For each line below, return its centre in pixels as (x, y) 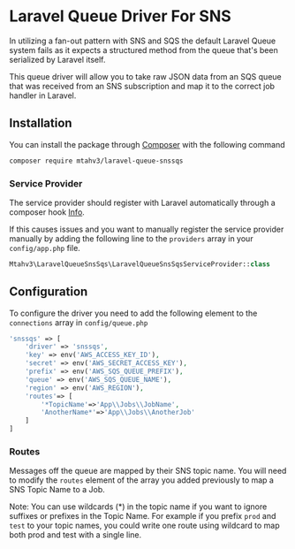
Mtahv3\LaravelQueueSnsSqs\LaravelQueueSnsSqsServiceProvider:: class (140, 264)
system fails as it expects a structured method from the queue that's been (144, 50)
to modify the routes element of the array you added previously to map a (141, 480)
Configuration (49, 292)
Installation (41, 123)
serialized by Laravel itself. (57, 59)
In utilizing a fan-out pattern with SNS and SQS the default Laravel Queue (143, 41)
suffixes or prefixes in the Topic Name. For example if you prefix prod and (143, 516)
